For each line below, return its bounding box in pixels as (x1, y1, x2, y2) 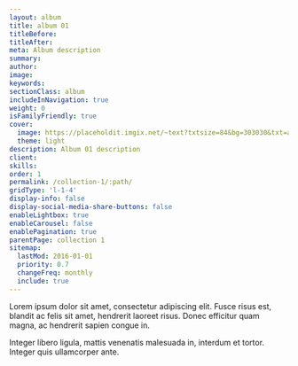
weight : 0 (9, 104, 46, 113)
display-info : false (9, 194, 86, 204)
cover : (9, 121, 34, 129)
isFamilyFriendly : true (9, 112, 98, 121)
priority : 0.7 (17, 261, 69, 269)
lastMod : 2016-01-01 (17, 252, 93, 261)
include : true (17, 276, 69, 285)
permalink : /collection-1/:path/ (9, 178, 133, 187)
